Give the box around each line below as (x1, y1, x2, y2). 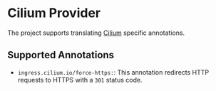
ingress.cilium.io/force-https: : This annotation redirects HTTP (17, 68, 210, 76)
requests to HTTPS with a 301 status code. (17, 75, 143, 84)
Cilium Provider (7, 5, 101, 21)
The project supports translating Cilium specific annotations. (7, 28, 185, 37)
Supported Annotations (7, 49, 115, 61)
